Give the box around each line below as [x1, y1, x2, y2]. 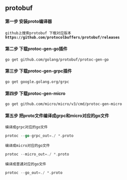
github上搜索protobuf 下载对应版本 [5, 31, 71, 36]
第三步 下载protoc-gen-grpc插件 [5, 68, 72, 74]
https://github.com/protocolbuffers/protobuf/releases [5, 35, 120, 40]
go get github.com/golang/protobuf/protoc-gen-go [5, 57, 109, 62]
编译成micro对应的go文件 [5, 143, 50, 148]
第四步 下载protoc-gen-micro [5, 90, 65, 96]
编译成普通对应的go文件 [5, 162, 47, 167]
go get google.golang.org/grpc [5, 79, 69, 84]
